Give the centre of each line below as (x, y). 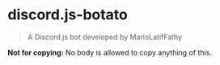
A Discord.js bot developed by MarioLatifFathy (105, 37)
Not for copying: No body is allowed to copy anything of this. (110, 52)
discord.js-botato (68, 15)
